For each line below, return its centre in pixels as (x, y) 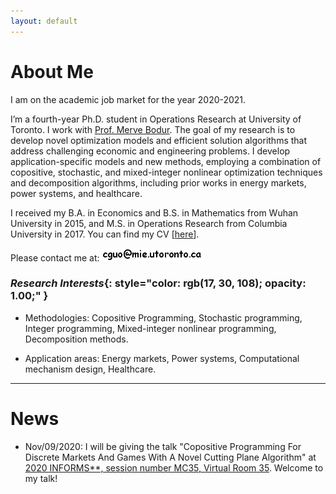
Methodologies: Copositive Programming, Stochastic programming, (163, 317)
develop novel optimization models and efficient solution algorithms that (159, 140)
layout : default (44, 21)
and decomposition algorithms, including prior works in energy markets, (158, 182)
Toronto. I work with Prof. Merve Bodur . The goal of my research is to (153, 129)
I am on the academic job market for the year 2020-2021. (128, 99)
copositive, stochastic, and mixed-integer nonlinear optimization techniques (166, 172)
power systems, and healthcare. (76, 193)
